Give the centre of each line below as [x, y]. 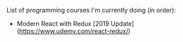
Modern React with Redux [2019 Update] [75, 23]
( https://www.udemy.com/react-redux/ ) [73, 31]
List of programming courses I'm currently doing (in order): [91, 10]
